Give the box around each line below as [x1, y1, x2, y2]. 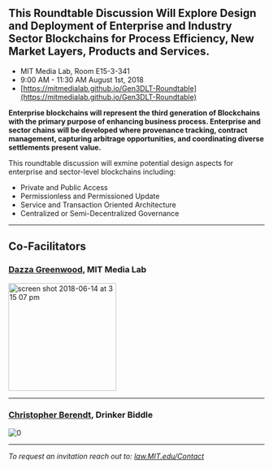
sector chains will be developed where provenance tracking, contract [8, 125, 248, 135]
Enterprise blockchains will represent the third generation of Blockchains [8, 107, 261, 117]
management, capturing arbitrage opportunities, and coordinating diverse [8, 133, 264, 143]
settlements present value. [8, 142, 102, 152]
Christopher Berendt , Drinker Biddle [8, 410, 154, 421]
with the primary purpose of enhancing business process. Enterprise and [8, 116, 262, 126]
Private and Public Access [19, 182, 108, 192]
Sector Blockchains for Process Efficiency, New [8, 32, 254, 46]
